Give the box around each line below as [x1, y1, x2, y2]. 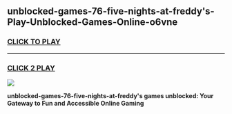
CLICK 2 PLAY [7, 63, 55, 73]
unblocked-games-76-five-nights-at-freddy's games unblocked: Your [7, 91, 214, 99]
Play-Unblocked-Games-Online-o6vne [7, 17, 178, 28]
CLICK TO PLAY [7, 37, 61, 47]
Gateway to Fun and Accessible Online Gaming [7, 99, 144, 107]
